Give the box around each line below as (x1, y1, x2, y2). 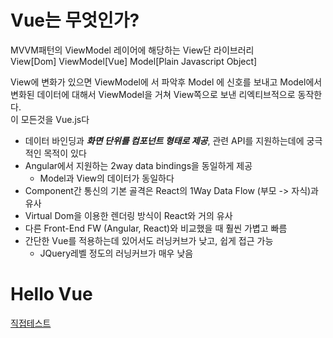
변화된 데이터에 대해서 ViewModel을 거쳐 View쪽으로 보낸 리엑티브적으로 (10, 88, 296, 100)
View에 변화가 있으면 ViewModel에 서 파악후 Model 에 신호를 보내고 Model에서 (10, 76, 323, 88)
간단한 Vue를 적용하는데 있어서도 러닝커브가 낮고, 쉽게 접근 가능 (24, 234, 274, 246)
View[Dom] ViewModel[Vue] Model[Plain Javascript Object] (10, 55, 258, 67)
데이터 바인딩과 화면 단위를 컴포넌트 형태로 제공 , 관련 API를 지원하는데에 (24, 134, 305, 146)
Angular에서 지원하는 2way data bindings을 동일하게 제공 (24, 159, 253, 171)
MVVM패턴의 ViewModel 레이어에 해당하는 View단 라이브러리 (10, 44, 255, 56)
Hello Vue (10, 283, 93, 306)
